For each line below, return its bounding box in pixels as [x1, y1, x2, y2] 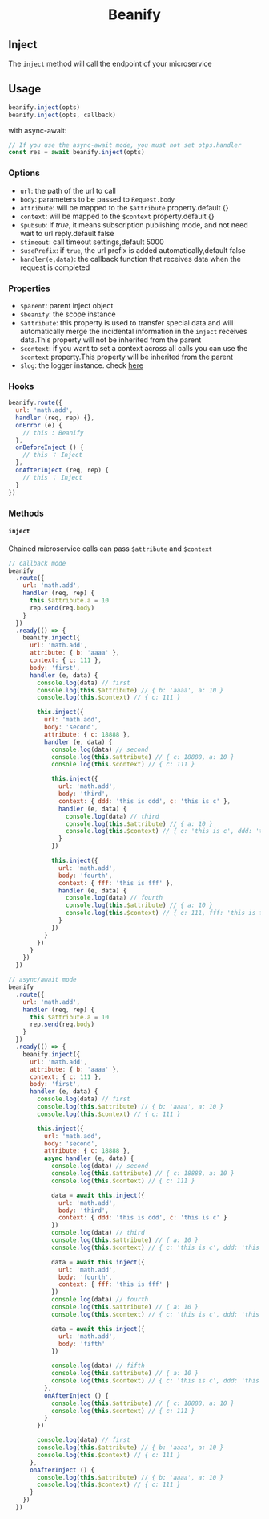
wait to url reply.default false [19, 228, 114, 238]
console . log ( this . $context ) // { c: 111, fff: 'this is [65, 909, 256, 917]
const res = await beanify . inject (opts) [8, 149, 146, 157]
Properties [8, 283, 50, 294]
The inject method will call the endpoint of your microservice [8, 59, 212, 68]
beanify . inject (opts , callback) [8, 111, 116, 119]
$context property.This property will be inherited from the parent [19, 352, 234, 361]
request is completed [19, 263, 90, 272]
